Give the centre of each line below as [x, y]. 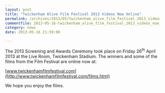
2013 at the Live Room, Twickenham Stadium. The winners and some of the [81, 56]
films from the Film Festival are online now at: [51, 61]
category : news [21, 28]
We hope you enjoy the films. [35, 85]
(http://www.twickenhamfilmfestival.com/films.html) [58, 76]
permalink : [16, 19]
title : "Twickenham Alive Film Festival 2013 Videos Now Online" [73, 14]
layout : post [18, 9]
